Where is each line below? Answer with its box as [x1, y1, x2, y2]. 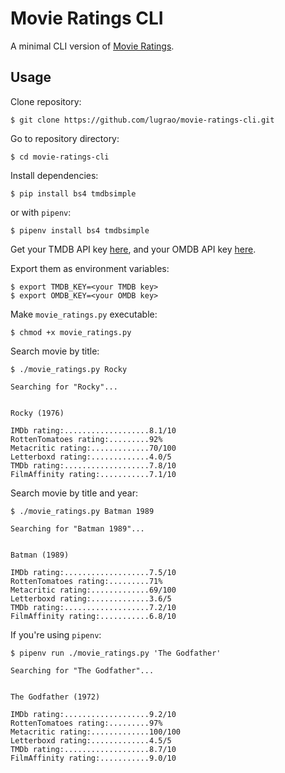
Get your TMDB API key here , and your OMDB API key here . [10, 243, 257, 255]
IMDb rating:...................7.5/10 [10, 567, 177, 577]
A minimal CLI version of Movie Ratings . [10, 40, 175, 52]
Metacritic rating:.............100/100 [10, 727, 182, 737]
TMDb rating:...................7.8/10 [10, 460, 177, 471]
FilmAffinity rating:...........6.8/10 [10, 611, 177, 621]
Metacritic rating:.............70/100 [10, 443, 177, 453]
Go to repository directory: [10, 132, 120, 144]
